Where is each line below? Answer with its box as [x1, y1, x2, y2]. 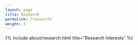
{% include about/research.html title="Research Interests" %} [5, 35, 133, 41]
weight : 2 [5, 21, 26, 26]
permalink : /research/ [5, 16, 53, 21]
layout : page [5, 7, 33, 12]
